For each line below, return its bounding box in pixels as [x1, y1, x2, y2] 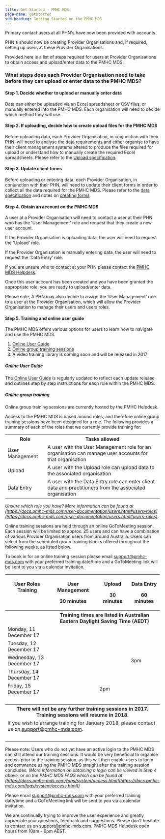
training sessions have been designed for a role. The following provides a [5, 419, 154, 425]
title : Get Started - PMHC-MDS [5, 7, 69, 12]
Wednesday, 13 [7, 654, 44, 661]
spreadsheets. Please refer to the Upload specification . [5, 155, 117, 160]
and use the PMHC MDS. [5, 332, 55, 338]
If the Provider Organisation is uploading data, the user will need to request [5, 235, 157, 241]
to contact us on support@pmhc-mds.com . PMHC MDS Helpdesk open [5, 823, 150, 829]
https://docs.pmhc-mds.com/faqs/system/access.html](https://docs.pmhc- [6, 778, 160, 784]
